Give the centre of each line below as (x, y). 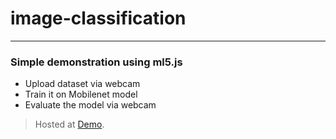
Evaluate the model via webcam (90, 105)
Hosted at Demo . (69, 124)
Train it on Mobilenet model (81, 94)
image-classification (98, 18)
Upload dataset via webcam (82, 84)
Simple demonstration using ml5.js (96, 62)
